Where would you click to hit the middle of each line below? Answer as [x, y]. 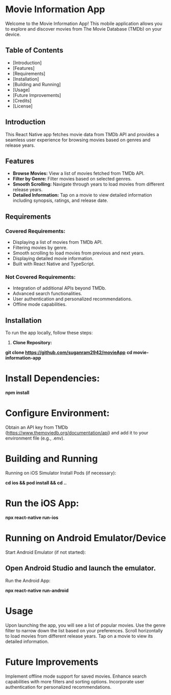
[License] [23, 106]
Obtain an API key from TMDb [36, 427]
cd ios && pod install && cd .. [36, 482]
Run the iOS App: [42, 504]
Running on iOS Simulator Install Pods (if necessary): [61, 473]
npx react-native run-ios [32, 517]
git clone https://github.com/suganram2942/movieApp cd [69, 352]
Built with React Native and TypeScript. [54, 264]
